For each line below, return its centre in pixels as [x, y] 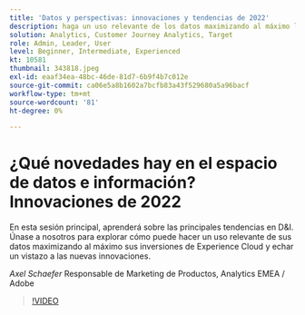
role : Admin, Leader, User [60, 43]
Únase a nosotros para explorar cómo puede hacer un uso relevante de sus [151, 237]
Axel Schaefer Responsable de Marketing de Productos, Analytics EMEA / [148, 274]
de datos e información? [103, 183]
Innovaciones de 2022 [95, 202]
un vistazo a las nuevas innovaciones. [80, 256]
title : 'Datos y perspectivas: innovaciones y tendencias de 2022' [140, 18]
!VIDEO [45, 301]
